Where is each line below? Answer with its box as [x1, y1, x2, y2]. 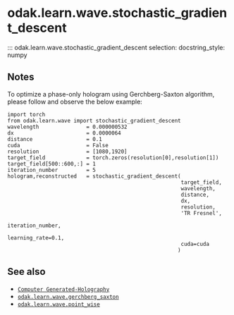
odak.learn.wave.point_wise [17, 301, 100, 308]
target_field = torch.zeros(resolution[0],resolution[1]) [7, 154, 219, 161]
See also [7, 266, 46, 278]
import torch [7, 111, 46, 118]
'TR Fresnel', [180, 209, 222, 216]
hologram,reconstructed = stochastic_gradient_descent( [7, 173, 181, 180]
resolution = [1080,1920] [7, 148, 128, 155]
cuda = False [7, 142, 109, 149]
